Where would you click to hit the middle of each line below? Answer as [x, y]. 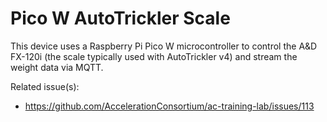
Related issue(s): [45, 86]
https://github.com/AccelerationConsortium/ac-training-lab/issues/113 [169, 106]
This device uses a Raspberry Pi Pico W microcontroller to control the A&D [164, 46]
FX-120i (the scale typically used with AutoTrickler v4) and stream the [154, 56]
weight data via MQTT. [57, 67]
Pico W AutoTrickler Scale [120, 18]
